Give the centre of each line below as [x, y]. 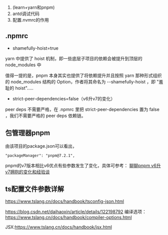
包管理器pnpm [28, 133]
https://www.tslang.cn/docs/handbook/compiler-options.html [68, 217]
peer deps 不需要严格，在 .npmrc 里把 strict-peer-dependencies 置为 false [82, 109]
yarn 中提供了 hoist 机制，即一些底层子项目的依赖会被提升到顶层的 [74, 58]
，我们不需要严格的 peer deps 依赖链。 [46, 115]
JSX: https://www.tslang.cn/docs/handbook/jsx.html [59, 227]
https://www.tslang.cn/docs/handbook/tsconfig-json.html [65, 201]
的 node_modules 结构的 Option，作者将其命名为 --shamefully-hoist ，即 [80, 81]
